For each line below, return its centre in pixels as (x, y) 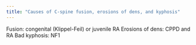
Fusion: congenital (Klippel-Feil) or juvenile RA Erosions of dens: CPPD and (98, 29)
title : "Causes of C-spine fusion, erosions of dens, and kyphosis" (93, 12)
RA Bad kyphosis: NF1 (33, 35)
